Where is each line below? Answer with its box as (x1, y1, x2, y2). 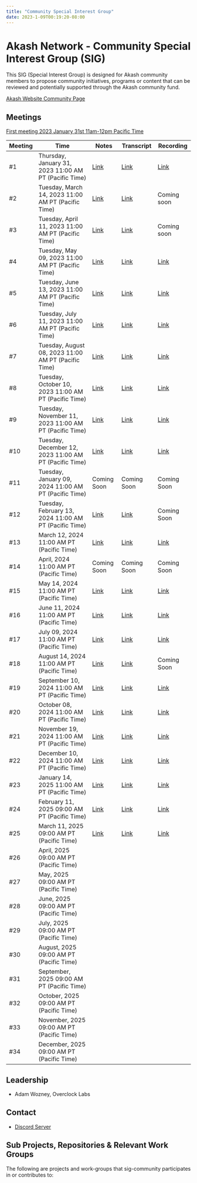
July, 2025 (38, 919, 69, 927)
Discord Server (14, 1123, 52, 1130)
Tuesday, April (38, 215, 78, 223)
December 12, (38, 443, 79, 452)
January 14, (38, 774, 72, 782)
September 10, (38, 677, 80, 685)
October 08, (38, 701, 72, 709)
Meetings (6, 112, 42, 122)
